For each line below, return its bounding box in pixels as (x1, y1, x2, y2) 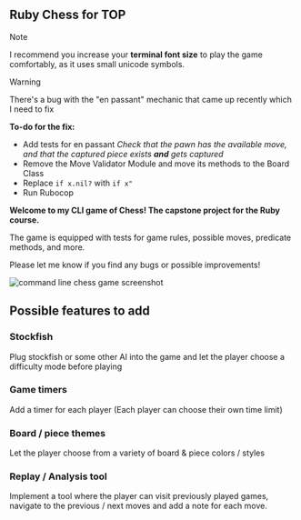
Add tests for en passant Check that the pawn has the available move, (22, 138, 288, 149)
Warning (9, 76, 41, 87)
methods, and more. (9, 241, 85, 253)
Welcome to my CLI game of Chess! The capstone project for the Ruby (9, 205, 280, 215)
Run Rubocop (22, 186, 75, 198)
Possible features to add (9, 304, 150, 319)
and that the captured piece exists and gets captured (22, 148, 225, 159)
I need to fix (9, 104, 55, 115)
